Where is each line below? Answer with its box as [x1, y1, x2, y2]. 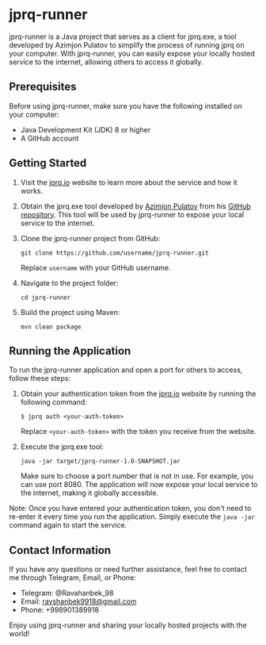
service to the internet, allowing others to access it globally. [9, 57, 203, 67]
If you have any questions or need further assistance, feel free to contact [9, 565, 248, 574]
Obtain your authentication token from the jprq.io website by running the [20, 389, 256, 398]
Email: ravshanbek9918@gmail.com [20, 597, 137, 606]
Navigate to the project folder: [20, 278, 119, 287]
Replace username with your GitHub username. [20, 263, 171, 272]
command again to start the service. [9, 520, 127, 530]
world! [9, 629, 30, 639]
